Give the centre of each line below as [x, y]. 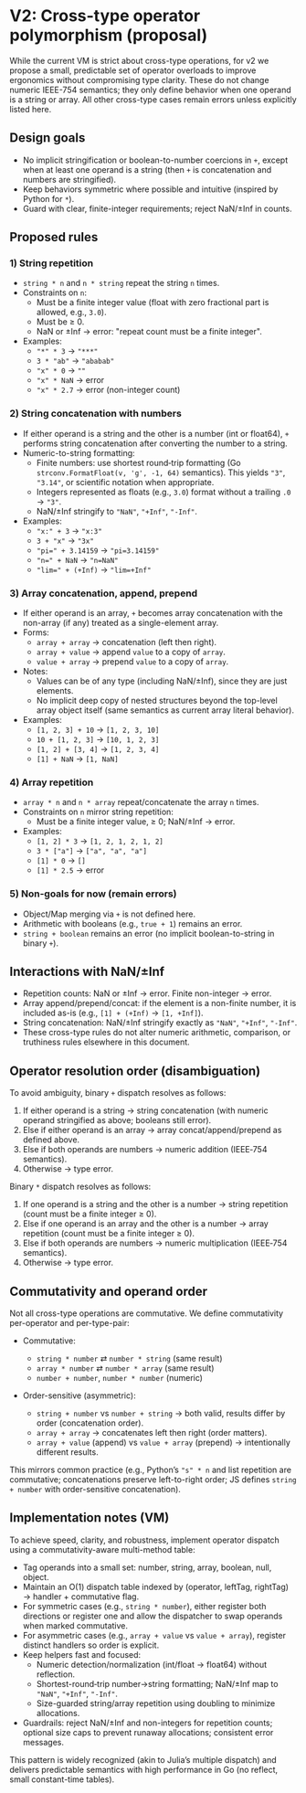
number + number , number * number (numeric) [120, 1378]
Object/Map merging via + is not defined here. [109, 914]
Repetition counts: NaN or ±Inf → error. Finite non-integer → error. [147, 993]
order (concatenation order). [90, 1423]
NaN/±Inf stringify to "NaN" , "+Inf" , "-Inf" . [117, 511]
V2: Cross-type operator [105, 16]
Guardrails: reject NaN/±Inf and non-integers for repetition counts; [148, 1723]
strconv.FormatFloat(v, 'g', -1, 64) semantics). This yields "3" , [161, 472]
